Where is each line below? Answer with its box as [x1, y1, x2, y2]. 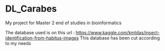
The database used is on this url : [5, 29, 75, 35]
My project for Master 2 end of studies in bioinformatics [5, 20, 122, 26]
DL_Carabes [5, 3, 57, 15]
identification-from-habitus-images [5, 35, 79, 41]
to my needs [5, 40, 31, 46]
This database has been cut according [79, 35, 160, 41]
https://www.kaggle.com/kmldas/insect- [75, 29, 160, 35]
